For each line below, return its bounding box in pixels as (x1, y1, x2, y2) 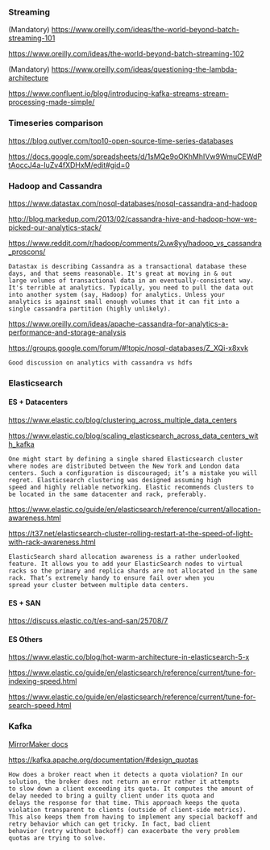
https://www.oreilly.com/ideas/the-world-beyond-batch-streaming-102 (8, 49, 244, 59)
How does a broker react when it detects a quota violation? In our (8, 770, 243, 778)
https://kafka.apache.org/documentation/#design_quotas (8, 755, 199, 765)
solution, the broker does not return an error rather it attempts (8, 777, 240, 785)
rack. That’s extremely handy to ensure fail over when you (8, 574, 215, 582)
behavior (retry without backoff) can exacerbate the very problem (8, 827, 240, 835)
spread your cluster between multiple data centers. (8, 581, 189, 590)
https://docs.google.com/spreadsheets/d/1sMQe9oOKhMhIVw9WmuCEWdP (8, 152, 263, 161)
